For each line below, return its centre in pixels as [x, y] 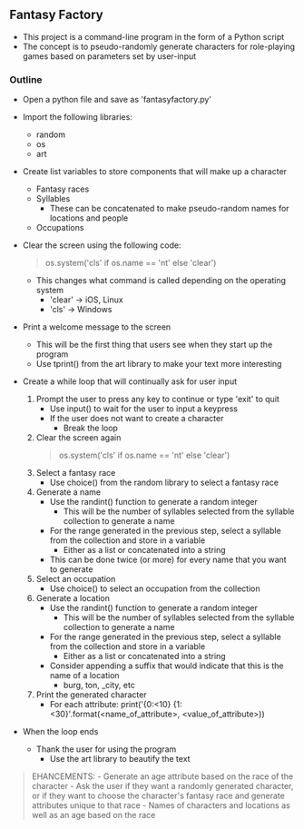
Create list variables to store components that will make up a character [155, 172]
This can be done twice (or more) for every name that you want [168, 560]
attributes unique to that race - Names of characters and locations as [161, 805]
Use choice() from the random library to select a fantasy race [164, 483]
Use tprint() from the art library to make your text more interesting [159, 364]
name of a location [84, 676]
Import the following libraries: [78, 117]
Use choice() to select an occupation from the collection [155, 588]
